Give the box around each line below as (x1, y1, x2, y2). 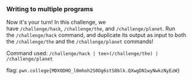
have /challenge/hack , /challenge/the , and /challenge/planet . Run (6, 25, 176, 32)
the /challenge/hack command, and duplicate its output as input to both (6, 32, 187, 39)
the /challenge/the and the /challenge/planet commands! (6, 38, 154, 45)
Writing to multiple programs (6, 5, 93, 13)
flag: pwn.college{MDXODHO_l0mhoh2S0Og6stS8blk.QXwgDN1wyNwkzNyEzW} (6, 67, 180, 74)
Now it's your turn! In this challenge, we (6, 19, 106, 26)
